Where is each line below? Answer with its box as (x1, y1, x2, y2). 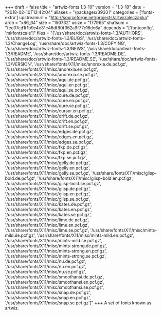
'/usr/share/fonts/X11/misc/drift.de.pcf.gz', (5, 113, 90, 119)
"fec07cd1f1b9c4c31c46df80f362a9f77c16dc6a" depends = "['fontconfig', (5, 25, 154, 31)
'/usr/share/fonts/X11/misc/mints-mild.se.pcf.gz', (5, 238, 102, 243)
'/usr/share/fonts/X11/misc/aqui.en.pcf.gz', (5, 82, 90, 87)
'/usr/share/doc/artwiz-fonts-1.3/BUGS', (5, 35, 85, 41)
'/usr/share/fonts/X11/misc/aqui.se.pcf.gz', (5, 87, 90, 93)
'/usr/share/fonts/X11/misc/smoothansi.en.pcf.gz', (5, 279, 105, 285)
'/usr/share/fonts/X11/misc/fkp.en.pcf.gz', (5, 149, 88, 155)
